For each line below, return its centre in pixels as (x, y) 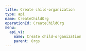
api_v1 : (17, 32)
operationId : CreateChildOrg (34, 23)
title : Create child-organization (40, 9)
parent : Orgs (27, 41)
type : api (15, 14)
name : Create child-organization (48, 37)
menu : (10, 28)
